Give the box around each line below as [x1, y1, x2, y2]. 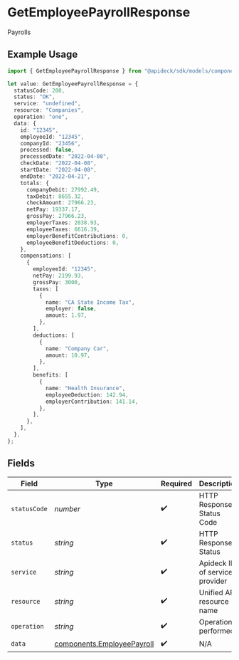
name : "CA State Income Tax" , [45, 298, 135, 306]
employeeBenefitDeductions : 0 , [26, 239, 119, 246]
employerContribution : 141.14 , [45, 398, 139, 405]
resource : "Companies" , [14, 107, 84, 114]
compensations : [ [20, 252, 72, 260]
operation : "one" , [14, 113, 69, 120]
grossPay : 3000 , [33, 278, 81, 286]
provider [198, 576, 228, 586]
